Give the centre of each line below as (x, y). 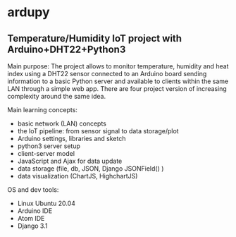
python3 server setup (49, 146)
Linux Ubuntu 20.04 (46, 203)
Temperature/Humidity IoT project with (94, 38)
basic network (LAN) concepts (62, 123)
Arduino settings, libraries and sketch (72, 139)
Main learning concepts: (42, 110)
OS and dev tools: (33, 190)
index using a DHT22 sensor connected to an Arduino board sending (107, 74)
